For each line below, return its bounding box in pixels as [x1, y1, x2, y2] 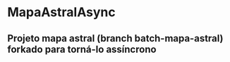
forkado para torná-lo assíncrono [7, 43, 157, 55]
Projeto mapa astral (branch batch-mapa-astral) [7, 32, 224, 44]
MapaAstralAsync [7, 4, 116, 20]
